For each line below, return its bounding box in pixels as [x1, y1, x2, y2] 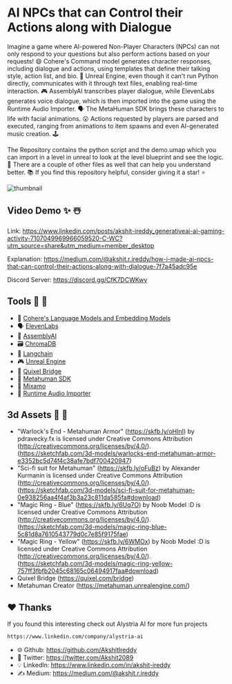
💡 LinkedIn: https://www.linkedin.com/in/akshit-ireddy [17, 661, 171, 669]
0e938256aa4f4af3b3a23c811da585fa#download [17, 493, 159, 502]
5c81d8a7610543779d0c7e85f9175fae [17, 530, 126, 538]
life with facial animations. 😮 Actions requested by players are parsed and [7, 114, 219, 122]
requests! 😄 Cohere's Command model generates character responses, [7, 57, 213, 65]
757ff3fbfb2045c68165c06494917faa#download [17, 567, 157, 575]
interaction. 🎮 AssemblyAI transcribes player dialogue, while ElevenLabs [7, 86, 215, 95]
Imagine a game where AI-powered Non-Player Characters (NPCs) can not [7, 42, 220, 50]
